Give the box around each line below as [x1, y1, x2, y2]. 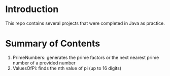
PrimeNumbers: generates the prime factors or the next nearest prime [12, 54, 159, 60]
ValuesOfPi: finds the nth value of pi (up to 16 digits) [12, 65, 122, 71]
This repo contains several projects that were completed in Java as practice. [5, 20, 165, 26]
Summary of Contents [5, 38, 100, 49]
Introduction [5, 4, 59, 15]
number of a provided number [12, 59, 76, 66]
